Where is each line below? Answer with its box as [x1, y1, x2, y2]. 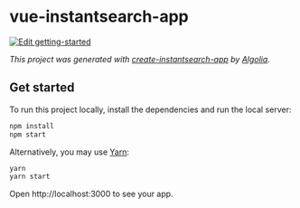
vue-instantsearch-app [9, 6, 189, 27]
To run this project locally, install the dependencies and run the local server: [9, 104, 292, 115]
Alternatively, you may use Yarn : [9, 147, 129, 157]
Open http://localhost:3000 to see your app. [9, 188, 173, 200]
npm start [9, 129, 47, 139]
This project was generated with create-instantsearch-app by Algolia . [9, 53, 271, 64]
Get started [9, 80, 75, 96]
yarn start [9, 172, 51, 182]
